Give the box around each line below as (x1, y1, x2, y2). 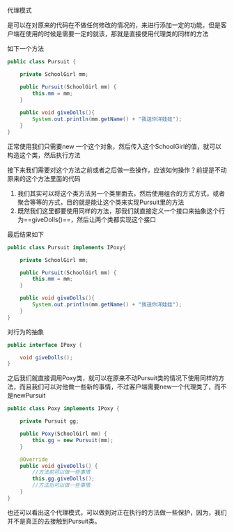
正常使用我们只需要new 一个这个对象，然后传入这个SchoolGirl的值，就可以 (7, 142, 221, 150)
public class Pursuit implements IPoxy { (7, 244, 127, 251)
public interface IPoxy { (7, 341, 82, 348)
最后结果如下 (7, 230, 44, 238)
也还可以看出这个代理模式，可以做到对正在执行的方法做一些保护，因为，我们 (7, 508, 227, 517)
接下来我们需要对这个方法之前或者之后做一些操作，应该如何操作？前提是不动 (7, 166, 227, 174)
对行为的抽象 (7, 327, 44, 336)
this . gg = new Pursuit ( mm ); (32, 437, 114, 444)
